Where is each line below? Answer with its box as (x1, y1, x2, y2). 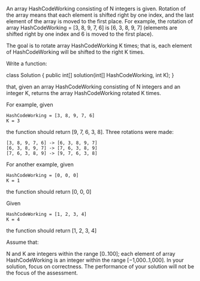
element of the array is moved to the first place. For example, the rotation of (6, 18, 193, 25)
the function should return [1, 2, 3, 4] (6, 227, 97, 234)
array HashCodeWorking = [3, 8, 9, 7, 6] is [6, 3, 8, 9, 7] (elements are (6, 24, 178, 31)
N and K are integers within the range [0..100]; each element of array (6, 251, 175, 257)
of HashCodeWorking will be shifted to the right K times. (6, 48, 145, 56)
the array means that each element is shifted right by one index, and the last (6, 11, 194, 19)
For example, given (6, 101, 54, 108)
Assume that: (6, 239, 39, 246)
